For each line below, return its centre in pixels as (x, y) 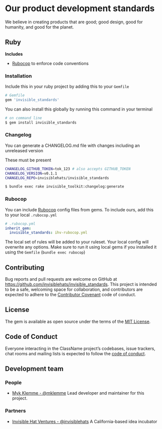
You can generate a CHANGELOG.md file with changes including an (73, 145)
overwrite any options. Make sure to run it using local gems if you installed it (81, 247)
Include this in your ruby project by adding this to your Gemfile (67, 87)
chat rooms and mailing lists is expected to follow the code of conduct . (75, 353)
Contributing (25, 267)
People (13, 382)
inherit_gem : (18, 228)
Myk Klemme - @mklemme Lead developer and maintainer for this (78, 393)
